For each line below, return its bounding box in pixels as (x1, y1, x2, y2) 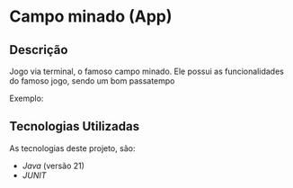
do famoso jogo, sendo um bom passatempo (9, 76, 175, 86)
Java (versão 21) (22, 160, 85, 171)
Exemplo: (9, 93, 44, 103)
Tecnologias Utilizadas (9, 119, 140, 134)
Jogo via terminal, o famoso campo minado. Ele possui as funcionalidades (9, 66, 285, 76)
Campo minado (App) (9, 6, 173, 27)
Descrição (9, 42, 68, 58)
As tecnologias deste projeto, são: (9, 142, 136, 154)
